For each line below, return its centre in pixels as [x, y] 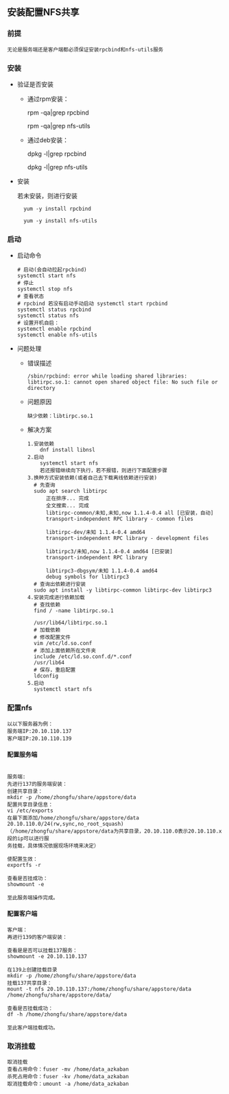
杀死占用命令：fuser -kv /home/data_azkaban [68, 1077]
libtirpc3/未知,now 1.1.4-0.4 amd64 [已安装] [109, 552]
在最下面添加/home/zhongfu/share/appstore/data [73, 818]
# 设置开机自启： [38, 323]
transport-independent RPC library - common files [120, 519]
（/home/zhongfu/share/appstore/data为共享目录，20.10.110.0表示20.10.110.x [114, 831]
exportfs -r [24, 865]
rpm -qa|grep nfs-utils [59, 126]
